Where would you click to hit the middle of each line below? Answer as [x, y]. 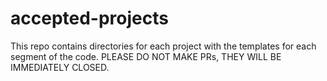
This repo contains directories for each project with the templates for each [163, 46]
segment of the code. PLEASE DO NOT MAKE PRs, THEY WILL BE [146, 56]
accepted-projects [89, 18]
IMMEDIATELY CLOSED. [60, 67]
